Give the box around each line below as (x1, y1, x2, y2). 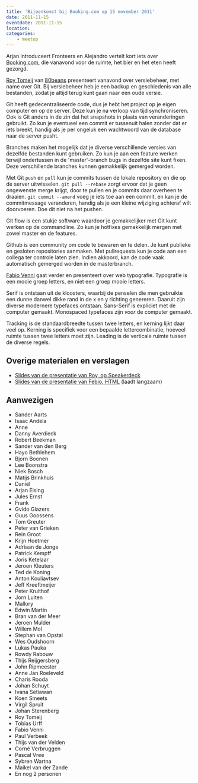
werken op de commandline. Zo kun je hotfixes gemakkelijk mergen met (6, 224, 182, 230)
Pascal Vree (14, 751, 44, 758)
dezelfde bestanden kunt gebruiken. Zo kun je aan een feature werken (6, 150, 178, 157)
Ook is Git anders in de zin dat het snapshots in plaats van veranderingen (6, 113, 185, 120)
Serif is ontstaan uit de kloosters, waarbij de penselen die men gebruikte (6, 289, 183, 297)
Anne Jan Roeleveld (14, 669, 64, 676)
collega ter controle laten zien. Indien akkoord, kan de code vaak (6, 254, 164, 261)
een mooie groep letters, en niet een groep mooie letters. (6, 278, 146, 285)
